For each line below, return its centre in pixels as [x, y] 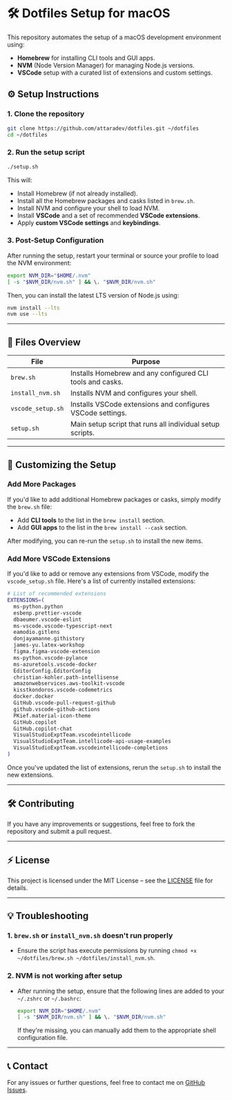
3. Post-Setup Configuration [56, 240]
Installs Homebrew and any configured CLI [139, 374]
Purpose [146, 362]
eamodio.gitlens [37, 633]
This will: [20, 180]
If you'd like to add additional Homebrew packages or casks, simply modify [114, 499]
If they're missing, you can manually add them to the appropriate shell [116, 1030]
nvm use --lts [28, 314]
